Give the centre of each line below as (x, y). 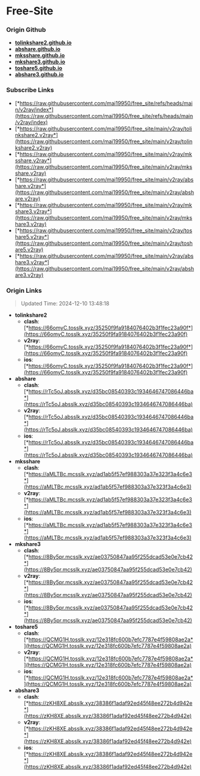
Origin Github (26, 30)
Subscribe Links (30, 90)
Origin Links (24, 290)
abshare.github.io (38, 49)
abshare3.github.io (39, 75)
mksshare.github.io (40, 56)
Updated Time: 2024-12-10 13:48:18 (65, 304)
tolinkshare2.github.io (43, 43)
